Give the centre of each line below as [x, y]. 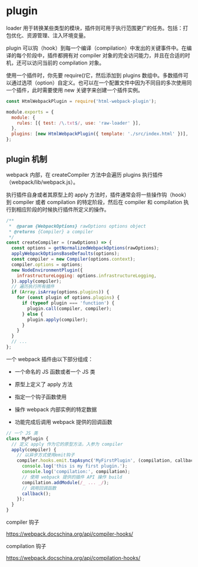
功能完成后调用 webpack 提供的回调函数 [63, 422]
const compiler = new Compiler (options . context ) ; [73, 259]
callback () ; [36, 494]
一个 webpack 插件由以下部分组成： [50, 359]
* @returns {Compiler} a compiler [51, 232]
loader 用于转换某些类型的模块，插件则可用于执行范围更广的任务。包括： [95, 28]
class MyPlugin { [27, 439]
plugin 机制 [27, 159]
